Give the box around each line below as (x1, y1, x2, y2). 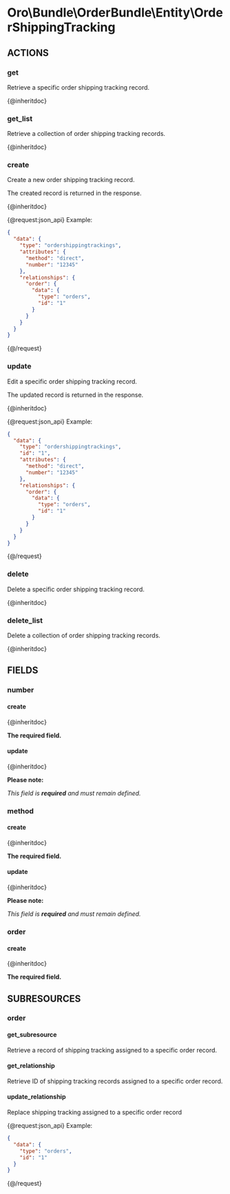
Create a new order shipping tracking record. (7, 176, 135, 184)
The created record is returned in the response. (7, 189, 143, 197)
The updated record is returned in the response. (7, 390, 144, 399)
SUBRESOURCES (7, 993, 81, 1004)
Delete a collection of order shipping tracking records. (7, 631, 160, 639)
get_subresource (7, 1031, 57, 1039)
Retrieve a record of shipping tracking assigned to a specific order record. (7, 1046, 218, 1054)
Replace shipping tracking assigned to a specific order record (7, 1108, 182, 1117)
